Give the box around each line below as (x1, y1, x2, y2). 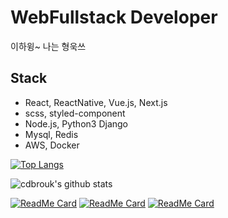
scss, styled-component (24, 107, 126, 119)
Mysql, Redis (24, 128, 79, 140)
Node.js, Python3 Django (24, 117, 128, 130)
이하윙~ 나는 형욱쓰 (10, 40, 87, 52)
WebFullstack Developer (10, 6, 218, 29)
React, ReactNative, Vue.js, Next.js (24, 96, 168, 108)
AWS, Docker (24, 139, 80, 151)
